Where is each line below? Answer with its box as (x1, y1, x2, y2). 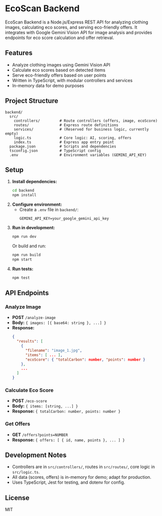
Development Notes (5, 451, 67, 459)
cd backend (12, 188, 35, 193)
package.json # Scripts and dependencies (9, 144, 117, 149)
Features (5, 49, 33, 57)
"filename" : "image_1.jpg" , (25, 348, 82, 353)
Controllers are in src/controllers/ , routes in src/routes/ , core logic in (12, 464, 155, 470)
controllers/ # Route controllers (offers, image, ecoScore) (14, 118, 158, 123)
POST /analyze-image (12, 315, 56, 321)
